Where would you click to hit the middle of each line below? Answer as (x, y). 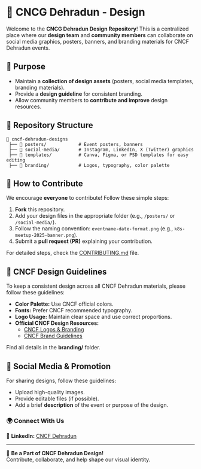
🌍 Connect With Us (35, 421)
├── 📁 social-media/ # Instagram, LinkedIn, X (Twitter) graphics (101, 150)
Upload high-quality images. (50, 392)
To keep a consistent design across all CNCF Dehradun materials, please (96, 286)
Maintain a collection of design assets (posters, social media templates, (104, 81)
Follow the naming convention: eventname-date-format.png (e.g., (94, 229)
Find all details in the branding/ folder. (53, 348)
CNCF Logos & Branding (54, 330)
